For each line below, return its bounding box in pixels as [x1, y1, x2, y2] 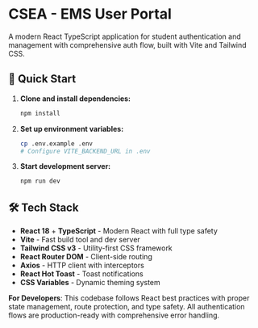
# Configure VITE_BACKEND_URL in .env [19, 147, 151, 155]
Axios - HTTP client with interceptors [19, 260, 145, 271]
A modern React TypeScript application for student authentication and [8, 32, 241, 41]
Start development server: [19, 162, 111, 171]
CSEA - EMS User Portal [8, 5, 172, 23]
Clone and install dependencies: [19, 94, 131, 103]
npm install [19, 109, 60, 117]
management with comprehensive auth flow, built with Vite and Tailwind [8, 40, 248, 49]
